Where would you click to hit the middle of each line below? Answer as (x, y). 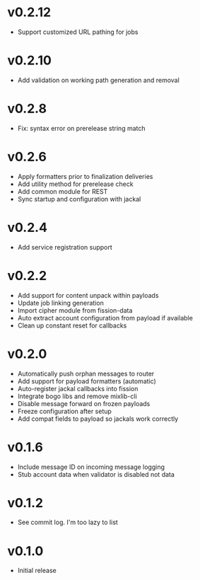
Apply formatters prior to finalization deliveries (85, 176)
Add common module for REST (63, 191)
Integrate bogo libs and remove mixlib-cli (77, 396)
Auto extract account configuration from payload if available (105, 318)
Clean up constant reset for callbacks (72, 325)
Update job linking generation (60, 303)
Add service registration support (65, 247)
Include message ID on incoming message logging (91, 467)
